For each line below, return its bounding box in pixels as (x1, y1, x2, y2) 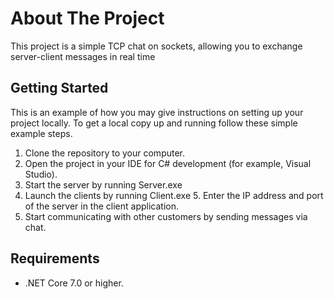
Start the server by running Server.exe (24, 178, 183, 191)
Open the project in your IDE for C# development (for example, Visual (24, 157, 312, 169)
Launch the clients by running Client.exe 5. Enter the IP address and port (24, 189, 324, 201)
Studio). (24, 168, 58, 180)
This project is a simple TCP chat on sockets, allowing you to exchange (10, 40, 303, 52)
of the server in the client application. (24, 200, 180, 212)
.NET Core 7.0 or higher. (24, 277, 124, 289)
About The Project (10, 7, 165, 30)
